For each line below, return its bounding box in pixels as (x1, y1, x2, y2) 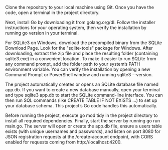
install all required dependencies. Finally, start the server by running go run (5, 118, 160, 123)
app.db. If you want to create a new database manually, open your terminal (5, 87, 160, 92)
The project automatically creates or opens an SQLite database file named (5, 81, 159, 87)
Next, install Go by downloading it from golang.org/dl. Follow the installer (5, 20, 156, 25)
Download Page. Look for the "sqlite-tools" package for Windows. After (5, 45, 153, 51)
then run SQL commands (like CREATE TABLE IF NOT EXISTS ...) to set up (5, 97, 157, 103)
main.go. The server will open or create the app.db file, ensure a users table (5, 123, 162, 129)
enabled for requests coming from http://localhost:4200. (5, 139, 122, 145)
